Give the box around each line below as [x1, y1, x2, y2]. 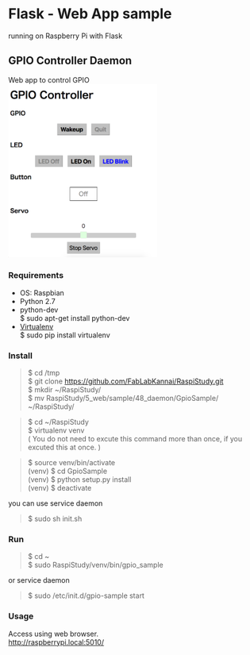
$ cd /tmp [27, 368, 60, 378]
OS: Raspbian [19, 287, 65, 298]
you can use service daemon [8, 499, 103, 508]
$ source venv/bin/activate [27, 458, 116, 468]
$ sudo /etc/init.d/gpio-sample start [27, 591, 145, 600]
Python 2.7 [19, 296, 56, 306]
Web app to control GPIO [8, 75, 90, 84]
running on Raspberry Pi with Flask [8, 31, 123, 40]
